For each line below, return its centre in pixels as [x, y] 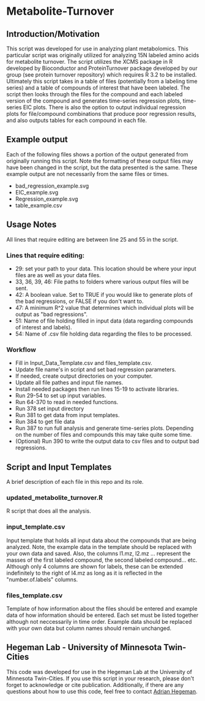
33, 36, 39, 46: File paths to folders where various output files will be [102, 282]
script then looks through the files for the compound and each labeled [95, 94]
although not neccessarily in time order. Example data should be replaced [99, 621]
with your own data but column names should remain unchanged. [89, 628]
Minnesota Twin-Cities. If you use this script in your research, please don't [100, 678]
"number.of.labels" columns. [42, 579]
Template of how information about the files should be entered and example [102, 608]
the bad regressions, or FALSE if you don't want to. [79, 301]
